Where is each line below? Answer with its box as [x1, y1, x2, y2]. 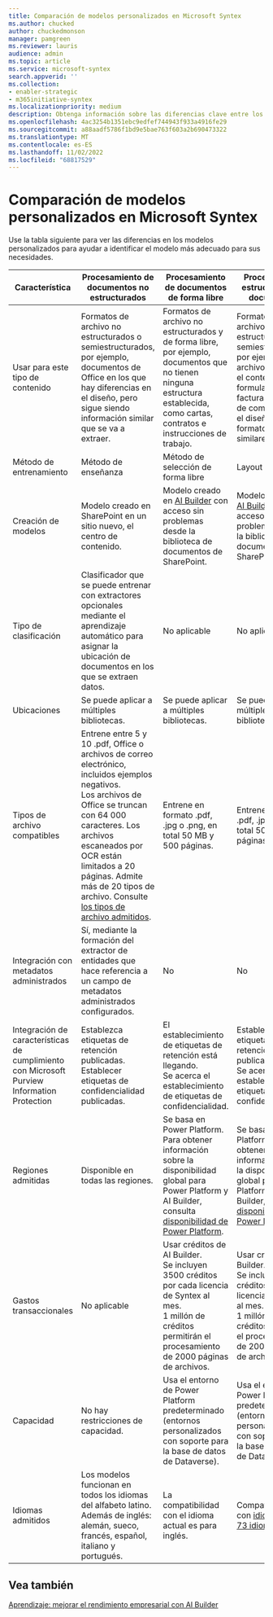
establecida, [162, 397, 210, 409]
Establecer [80, 1065, 122, 1076]
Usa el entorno [162, 1374, 219, 1386]
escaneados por [80, 840, 144, 852]
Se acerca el [162, 1070, 210, 1081]
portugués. [80, 1550, 123, 1562]
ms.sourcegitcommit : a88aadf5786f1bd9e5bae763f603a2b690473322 [8, 125, 227, 134]
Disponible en [80, 1165, 134, 1177]
